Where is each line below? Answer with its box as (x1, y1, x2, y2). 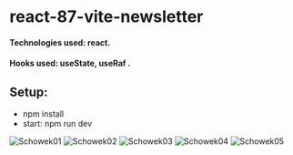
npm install (22, 108, 65, 119)
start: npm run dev (22, 119, 93, 129)
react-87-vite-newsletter (9, 6, 204, 27)
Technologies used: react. (9, 36, 111, 47)
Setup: (9, 84, 48, 99)
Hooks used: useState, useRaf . (9, 57, 131, 69)
